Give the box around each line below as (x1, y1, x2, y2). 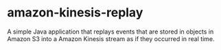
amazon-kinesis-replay (7, 5, 143, 21)
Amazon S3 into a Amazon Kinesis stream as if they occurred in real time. (7, 34, 215, 42)
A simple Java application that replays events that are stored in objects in (7, 27, 214, 36)
